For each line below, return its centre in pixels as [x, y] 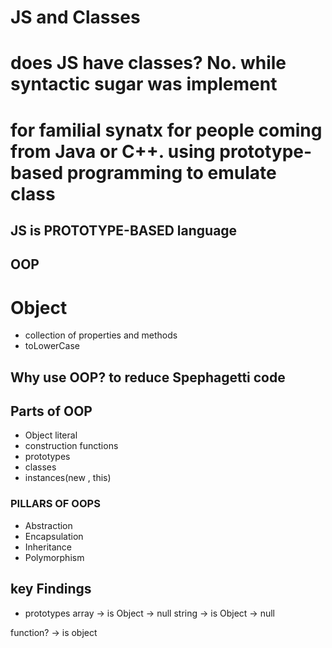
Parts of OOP [51, 411]
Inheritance [48, 547]
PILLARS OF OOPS [55, 504]
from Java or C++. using [113, 151]
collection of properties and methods [101, 335]
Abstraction [48, 525]
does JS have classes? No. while [148, 63]
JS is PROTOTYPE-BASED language [124, 230]
